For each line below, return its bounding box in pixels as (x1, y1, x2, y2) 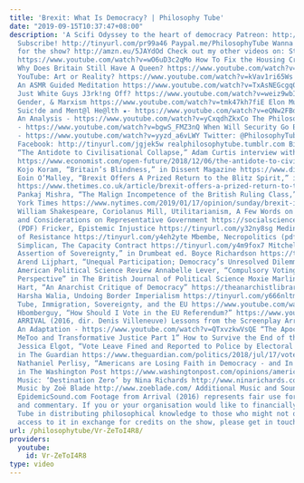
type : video (9, 459, 54, 469)
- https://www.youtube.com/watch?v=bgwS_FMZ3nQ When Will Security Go (17, 123, 290, 132)
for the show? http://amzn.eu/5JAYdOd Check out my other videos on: (17, 47, 285, 56)
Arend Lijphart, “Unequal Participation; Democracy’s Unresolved (17, 257, 270, 267)
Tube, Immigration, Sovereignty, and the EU (17, 300, 188, 309)
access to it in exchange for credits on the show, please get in (17, 418, 273, 427)
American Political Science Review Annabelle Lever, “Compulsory (17, 266, 270, 275)
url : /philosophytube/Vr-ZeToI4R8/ (9, 426, 144, 435)
